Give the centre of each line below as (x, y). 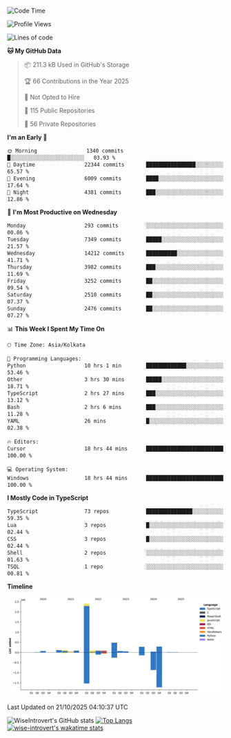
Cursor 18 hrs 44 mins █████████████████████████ (115, 449)
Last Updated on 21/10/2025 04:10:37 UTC (68, 707)
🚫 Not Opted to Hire (52, 97)
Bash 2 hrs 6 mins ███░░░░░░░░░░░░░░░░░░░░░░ (115, 407)
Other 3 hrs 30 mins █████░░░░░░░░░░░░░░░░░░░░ (115, 380)
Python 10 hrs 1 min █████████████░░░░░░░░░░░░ (115, 366)
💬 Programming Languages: (44, 359)
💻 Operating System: (38, 470)
